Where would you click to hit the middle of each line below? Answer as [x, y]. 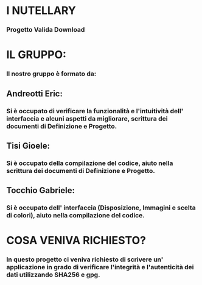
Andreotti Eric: [34, 93]
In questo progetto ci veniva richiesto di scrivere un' [85, 259]
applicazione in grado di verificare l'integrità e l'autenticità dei [100, 267]
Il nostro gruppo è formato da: [51, 74]
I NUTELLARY [41, 11]
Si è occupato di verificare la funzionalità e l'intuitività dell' [95, 111]
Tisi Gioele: [28, 146]
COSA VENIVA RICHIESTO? [76, 241]
